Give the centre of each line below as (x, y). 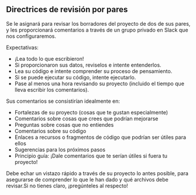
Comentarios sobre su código (50, 131)
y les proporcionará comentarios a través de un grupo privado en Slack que (97, 30)
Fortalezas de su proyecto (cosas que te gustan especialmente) (91, 112)
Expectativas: (23, 47)
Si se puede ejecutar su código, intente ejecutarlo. (75, 77)
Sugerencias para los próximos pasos (60, 149)
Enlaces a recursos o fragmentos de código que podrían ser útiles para (100, 137)
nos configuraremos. (31, 36)
